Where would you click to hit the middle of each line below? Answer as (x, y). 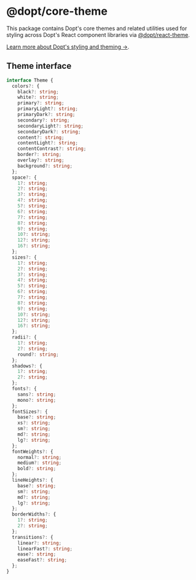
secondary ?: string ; (44, 120)
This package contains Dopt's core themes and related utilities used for (97, 28)
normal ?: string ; (40, 457)
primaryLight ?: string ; (48, 109)
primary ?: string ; (41, 103)
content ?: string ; (41, 137)
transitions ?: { (33, 537)
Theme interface (39, 66)
